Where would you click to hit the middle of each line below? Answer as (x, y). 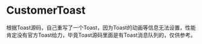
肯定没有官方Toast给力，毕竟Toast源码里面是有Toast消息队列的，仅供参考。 (101, 35)
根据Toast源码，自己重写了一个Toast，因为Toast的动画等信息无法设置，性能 (101, 27)
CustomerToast (46, 10)
